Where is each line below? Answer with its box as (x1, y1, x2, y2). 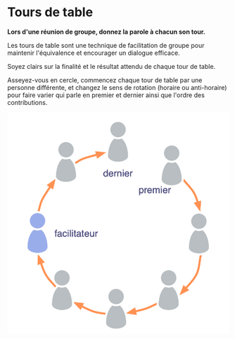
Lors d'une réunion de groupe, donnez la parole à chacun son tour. (7, 27, 205, 36)
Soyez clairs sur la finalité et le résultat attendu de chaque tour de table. (7, 62, 216, 70)
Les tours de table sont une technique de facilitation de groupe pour (7, 41, 205, 49)
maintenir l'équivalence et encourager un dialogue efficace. (7, 49, 181, 57)
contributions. (7, 98, 48, 106)
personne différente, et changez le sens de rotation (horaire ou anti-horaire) (7, 83, 227, 91)
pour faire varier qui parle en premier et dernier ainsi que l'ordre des (7, 91, 205, 99)
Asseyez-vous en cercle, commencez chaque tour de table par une (7, 75, 203, 84)
